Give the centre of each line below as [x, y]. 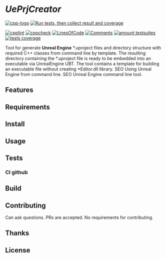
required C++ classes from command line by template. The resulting [75, 53]
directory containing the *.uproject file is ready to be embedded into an [78, 58]
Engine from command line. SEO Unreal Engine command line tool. [74, 74]
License [18, 250]
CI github [17, 172]
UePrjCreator [33, 9]
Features [19, 90]
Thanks [17, 233]
